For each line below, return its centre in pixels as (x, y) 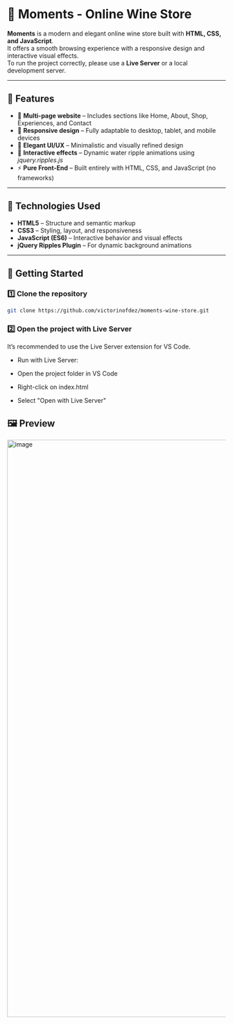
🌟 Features (31, 99)
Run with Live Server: (48, 360)
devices (28, 138)
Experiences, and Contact (54, 123)
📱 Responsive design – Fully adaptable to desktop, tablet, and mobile (116, 130)
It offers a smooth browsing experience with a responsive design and (106, 48)
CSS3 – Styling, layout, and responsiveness (79, 230)
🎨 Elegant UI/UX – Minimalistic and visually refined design (100, 145)
